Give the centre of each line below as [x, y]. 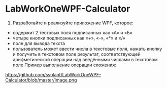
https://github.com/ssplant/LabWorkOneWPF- [53, 74]
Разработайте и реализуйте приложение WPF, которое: [73, 23]
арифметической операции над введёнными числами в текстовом [85, 59]
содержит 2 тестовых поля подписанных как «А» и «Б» [73, 32]
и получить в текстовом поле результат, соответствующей [76, 54]
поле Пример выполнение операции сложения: [64, 65]
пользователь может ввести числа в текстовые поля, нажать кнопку [87, 49]
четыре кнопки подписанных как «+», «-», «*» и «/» [69, 38]
